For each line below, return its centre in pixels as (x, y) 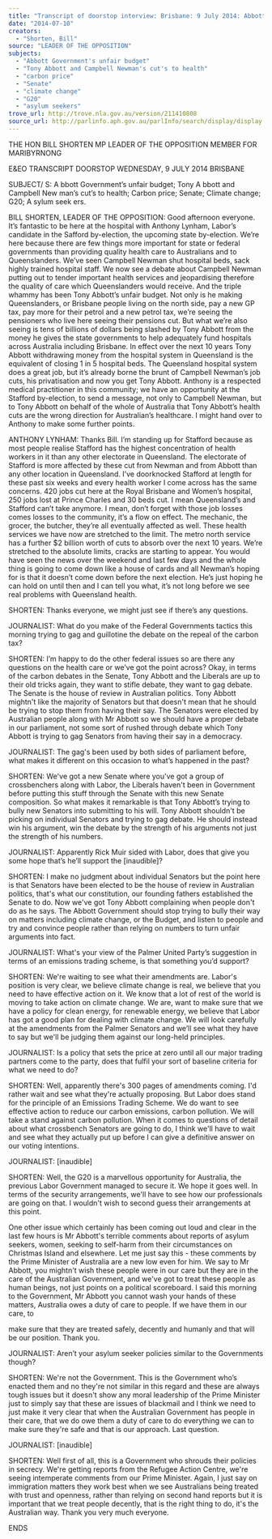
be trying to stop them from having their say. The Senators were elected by (134, 710)
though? (22, 1362)
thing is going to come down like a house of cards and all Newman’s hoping (134, 569)
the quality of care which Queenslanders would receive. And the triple (125, 286)
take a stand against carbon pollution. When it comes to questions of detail (133, 1119)
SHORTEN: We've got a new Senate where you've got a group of (116, 776)
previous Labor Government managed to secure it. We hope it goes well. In (133, 1185)
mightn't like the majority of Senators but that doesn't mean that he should (132, 701)
